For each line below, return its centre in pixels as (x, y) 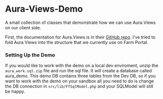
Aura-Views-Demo (44, 9)
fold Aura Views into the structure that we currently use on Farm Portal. (77, 42)
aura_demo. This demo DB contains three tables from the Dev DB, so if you (81, 76)
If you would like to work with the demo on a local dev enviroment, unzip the (82, 66)
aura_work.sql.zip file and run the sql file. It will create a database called (79, 71)
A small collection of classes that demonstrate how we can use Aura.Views (81, 22)
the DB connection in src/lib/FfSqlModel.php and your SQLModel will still (79, 86)
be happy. (15, 92)
